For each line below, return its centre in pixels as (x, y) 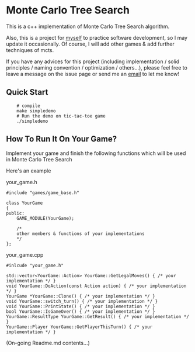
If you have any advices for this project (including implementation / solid (93, 61)
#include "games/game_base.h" (43, 193)
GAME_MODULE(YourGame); (46, 218)
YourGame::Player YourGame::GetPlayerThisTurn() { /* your (79, 327)
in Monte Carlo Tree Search (39, 159)
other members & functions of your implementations (81, 234)
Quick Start (27, 92)
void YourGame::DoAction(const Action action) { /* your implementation (96, 286)
